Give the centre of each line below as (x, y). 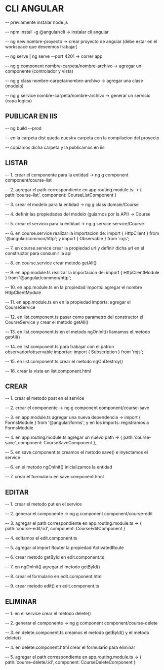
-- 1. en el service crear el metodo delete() (48, 613)
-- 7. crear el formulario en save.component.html (55, 477)
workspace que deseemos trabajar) (41, 46)
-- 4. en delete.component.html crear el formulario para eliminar (70, 647)
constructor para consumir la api (38, 253)
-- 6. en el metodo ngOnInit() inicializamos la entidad (59, 467)
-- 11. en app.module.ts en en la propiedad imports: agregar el (68, 302)
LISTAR (17, 163)
